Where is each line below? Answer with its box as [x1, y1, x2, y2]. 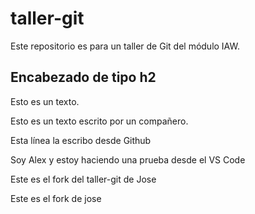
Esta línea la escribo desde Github [10, 134, 152, 146]
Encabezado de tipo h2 [10, 69, 157, 86]
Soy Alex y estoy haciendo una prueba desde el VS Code [10, 153, 246, 166]
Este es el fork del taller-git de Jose [10, 173, 157, 185]
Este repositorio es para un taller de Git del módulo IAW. [10, 40, 240, 52]
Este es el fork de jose [10, 192, 102, 204]
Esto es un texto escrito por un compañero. [10, 115, 189, 127]
